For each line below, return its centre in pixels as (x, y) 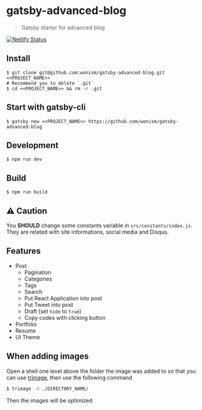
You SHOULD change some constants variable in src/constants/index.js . (99, 225)
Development (33, 145)
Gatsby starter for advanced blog (63, 27)
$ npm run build (27, 192)
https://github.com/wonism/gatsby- (133, 121)
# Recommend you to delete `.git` (50, 83)
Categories (38, 279)
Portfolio (26, 324)
